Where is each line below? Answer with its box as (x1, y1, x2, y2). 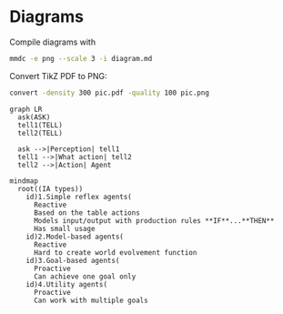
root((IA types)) (17, 184, 84, 193)
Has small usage (33, 224, 96, 233)
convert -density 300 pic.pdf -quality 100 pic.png (9, 88, 209, 97)
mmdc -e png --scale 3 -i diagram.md (9, 54, 153, 63)
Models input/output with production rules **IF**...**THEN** (33, 216, 275, 225)
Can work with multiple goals (33, 296, 148, 305)
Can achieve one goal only (33, 271, 136, 281)
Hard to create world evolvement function (33, 248, 197, 257)
